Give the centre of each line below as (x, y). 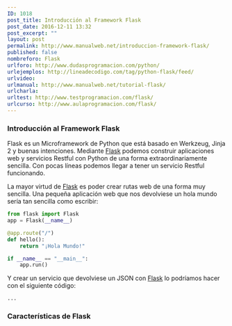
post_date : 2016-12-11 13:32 (49, 26)
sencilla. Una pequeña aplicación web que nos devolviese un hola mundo (112, 194)
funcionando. (26, 173)
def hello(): (26, 239)
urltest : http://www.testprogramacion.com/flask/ (81, 98)
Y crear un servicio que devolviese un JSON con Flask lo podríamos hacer (114, 278)
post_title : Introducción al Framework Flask (74, 20)
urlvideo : (22, 78)
